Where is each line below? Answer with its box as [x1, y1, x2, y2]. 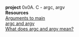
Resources [5, 10, 29, 16]
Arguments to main [5, 15, 45, 21]
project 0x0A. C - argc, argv [5, 5, 65, 10]
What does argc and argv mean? [5, 26, 74, 32]
